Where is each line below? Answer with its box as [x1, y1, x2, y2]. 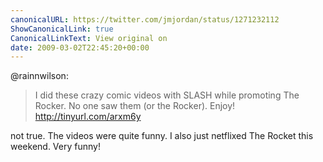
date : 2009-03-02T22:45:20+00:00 [10, 42, 150, 53]
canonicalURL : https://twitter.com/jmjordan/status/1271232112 [10, 14, 280, 25]
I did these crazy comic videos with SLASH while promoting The [34, 89, 300, 101]
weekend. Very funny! [10, 141, 101, 153]
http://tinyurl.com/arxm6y [34, 111, 142, 123]
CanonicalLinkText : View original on [10, 33, 168, 43]
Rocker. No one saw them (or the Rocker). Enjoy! [34, 100, 236, 112]
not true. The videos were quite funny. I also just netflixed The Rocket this [10, 130, 314, 142]
